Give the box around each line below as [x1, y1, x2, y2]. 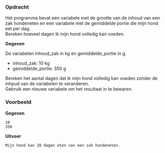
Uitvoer [5, 133, 22, 139]
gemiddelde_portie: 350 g [12, 65, 66, 71]
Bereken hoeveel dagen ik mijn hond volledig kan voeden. [5, 31, 125, 37]
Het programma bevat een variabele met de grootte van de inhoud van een [5, 15, 160, 21]
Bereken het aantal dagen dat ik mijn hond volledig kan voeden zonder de [5, 75, 158, 82]
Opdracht [5, 4, 29, 11]
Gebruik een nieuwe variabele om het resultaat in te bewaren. [5, 86, 133, 92]
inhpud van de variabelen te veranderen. [5, 81, 90, 87]
